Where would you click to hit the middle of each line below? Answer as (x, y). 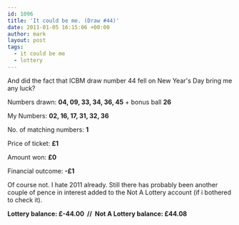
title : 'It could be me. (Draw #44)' (63, 21)
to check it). (25, 199)
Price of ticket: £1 (33, 143)
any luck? (21, 88)
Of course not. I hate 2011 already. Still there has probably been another (113, 184)
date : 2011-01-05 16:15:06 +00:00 (59, 27)
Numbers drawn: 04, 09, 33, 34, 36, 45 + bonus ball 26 (90, 102)
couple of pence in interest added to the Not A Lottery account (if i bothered (119, 192)
